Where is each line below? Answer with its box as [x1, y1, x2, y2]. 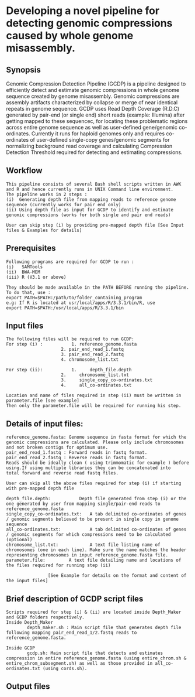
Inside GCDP [6, 645, 35, 651]
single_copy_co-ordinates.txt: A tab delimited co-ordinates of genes [6, 511, 187, 517]
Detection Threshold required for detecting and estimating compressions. [6, 149, 183, 156]
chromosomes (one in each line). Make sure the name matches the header [6, 547, 187, 553]
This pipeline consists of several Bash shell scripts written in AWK [6, 181, 182, 187]
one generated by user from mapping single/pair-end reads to [6, 501, 161, 507]
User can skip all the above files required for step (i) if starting [6, 480, 182, 487]
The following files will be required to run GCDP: [6, 336, 134, 342]
